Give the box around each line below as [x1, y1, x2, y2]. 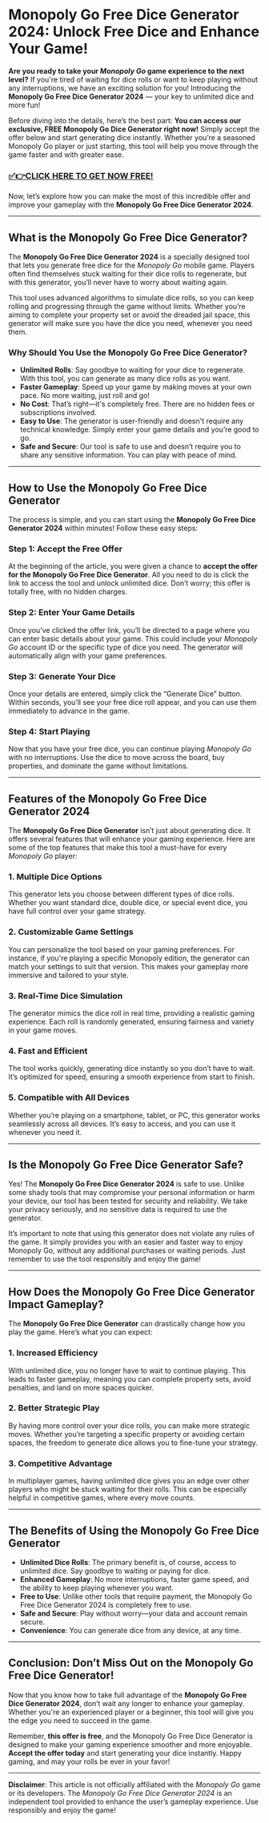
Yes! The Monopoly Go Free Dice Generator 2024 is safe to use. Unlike [8, 1179, 245, 1189]
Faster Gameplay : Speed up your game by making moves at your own [19, 382, 252, 392]
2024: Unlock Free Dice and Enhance [8, 22, 260, 41]
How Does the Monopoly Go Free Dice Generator [8, 1285, 255, 1298]
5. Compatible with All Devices [8, 1092, 130, 1103]
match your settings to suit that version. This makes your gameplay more [8, 961, 249, 971]
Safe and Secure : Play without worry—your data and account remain [19, 1608, 248, 1618]
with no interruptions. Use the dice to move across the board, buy [8, 753, 226, 763]
